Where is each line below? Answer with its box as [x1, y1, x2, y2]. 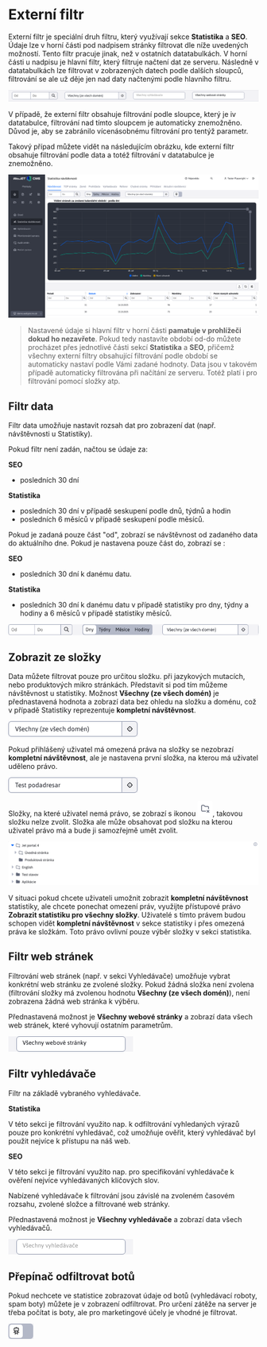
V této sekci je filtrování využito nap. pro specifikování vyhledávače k [8, 1166, 234, 1176]
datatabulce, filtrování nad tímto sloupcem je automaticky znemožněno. [8, 118, 242, 127]
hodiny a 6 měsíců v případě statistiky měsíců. [19, 608, 172, 618]
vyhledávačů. [8, 1223, 52, 1232]
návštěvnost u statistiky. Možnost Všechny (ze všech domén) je [8, 689, 220, 698]
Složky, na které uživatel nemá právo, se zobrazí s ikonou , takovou [8, 809, 243, 818]
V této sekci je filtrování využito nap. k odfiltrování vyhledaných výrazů [8, 1119, 240, 1128]
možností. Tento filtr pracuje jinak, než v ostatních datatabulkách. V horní [8, 49, 248, 58]
